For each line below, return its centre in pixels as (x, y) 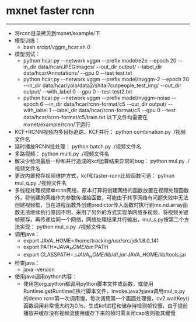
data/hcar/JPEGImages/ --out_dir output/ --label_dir (100, 67)
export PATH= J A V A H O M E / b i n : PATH (66, 247)
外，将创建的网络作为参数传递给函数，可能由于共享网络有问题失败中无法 (101, 198)
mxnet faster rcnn (50, 11)
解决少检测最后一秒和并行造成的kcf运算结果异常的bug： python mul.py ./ (102, 161)
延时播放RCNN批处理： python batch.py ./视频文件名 (78, 146)
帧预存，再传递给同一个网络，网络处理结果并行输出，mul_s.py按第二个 (99, 219)
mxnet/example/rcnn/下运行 (57, 124)
